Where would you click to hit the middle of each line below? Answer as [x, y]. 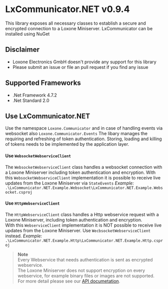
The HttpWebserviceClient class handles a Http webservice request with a [82, 214]
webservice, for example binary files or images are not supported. [86, 275]
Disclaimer [22, 50]
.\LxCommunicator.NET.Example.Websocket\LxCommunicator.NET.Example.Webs [84, 188]
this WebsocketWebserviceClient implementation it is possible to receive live [83, 177]
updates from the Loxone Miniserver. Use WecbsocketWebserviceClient [78, 230]
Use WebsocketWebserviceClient [38, 156]
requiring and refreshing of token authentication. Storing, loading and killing [83, 139]
